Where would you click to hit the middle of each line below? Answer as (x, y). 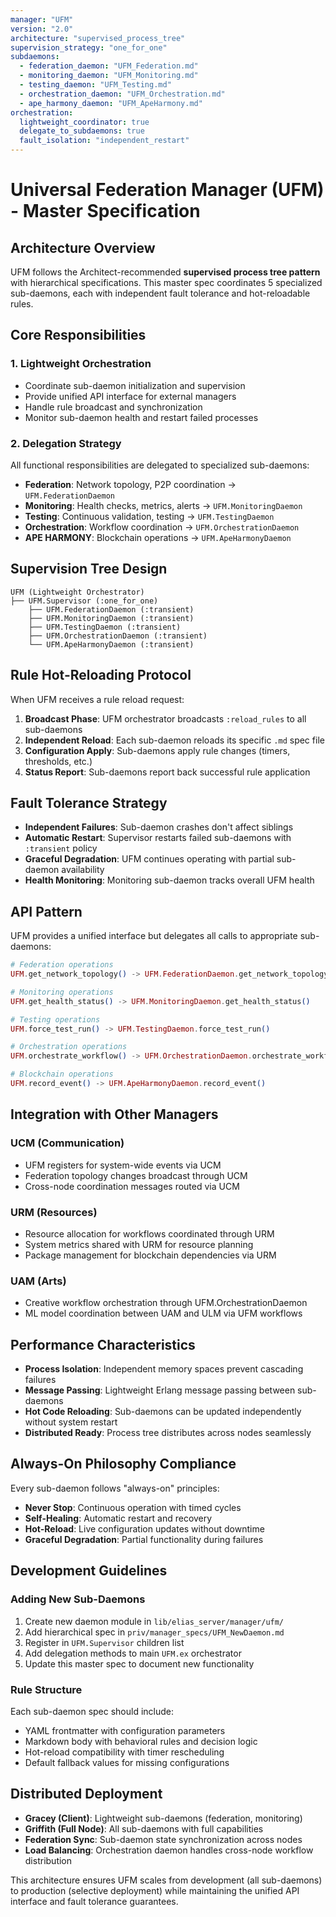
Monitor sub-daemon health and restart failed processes (141, 417)
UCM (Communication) (67, 1143)
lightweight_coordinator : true (84, 122)
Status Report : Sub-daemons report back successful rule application (167, 772)
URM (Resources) (54, 1212)
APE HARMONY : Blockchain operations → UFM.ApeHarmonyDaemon (158, 537)
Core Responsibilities (78, 335)
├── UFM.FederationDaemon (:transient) (111, 609)
